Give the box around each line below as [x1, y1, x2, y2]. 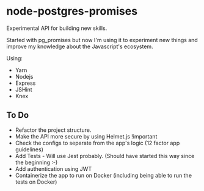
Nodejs [15, 73, 34, 80]
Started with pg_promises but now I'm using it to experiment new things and [6, 36, 199, 43]
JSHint [15, 85, 32, 93]
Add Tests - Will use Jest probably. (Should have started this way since [15, 152, 195, 159]
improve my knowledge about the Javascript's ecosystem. [6, 43, 154, 50]
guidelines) [15, 145, 44, 153]
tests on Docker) [15, 178, 57, 186]
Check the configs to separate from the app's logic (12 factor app [15, 139, 180, 146]
